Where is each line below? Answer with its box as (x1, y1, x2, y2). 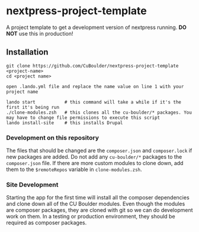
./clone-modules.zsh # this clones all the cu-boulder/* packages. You (6, 109, 192, 115)
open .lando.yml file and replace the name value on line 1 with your (6, 83, 184, 89)
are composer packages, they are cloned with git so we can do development (6, 207, 194, 214)
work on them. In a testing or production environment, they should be (6, 213, 176, 220)
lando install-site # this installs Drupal (6, 120, 123, 125)
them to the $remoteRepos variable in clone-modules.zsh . (6, 166, 142, 173)
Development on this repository (6, 133, 99, 141)
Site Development (6, 181, 59, 189)
